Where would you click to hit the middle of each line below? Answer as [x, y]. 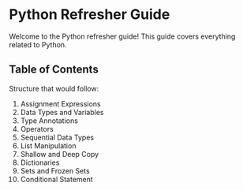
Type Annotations [49, 121]
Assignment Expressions [60, 103]
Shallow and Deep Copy [60, 154]
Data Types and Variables [62, 112]
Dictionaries [40, 162]
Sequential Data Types [57, 137]
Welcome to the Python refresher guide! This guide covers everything [122, 36]
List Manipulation [48, 145]
